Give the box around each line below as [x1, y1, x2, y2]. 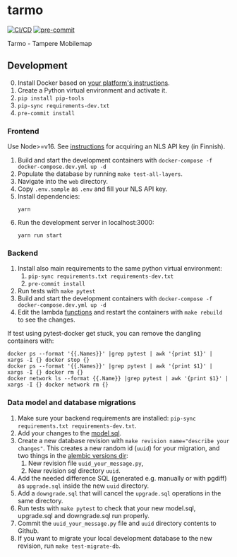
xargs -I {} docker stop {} [7, 356, 90, 364]
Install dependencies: [17, 192, 80, 201]
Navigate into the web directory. [17, 177, 108, 186]
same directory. [17, 496, 63, 505]
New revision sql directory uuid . [28, 466, 121, 475]
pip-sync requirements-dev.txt [17, 102, 110, 110]
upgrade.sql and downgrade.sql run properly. [17, 511, 150, 520]
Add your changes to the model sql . [17, 428, 122, 437]
